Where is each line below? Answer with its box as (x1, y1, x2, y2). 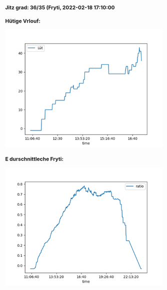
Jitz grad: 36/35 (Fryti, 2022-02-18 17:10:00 (5, 4, 115, 11)
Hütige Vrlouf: (5, 17, 41, 24)
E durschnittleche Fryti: (5, 156, 64, 163)
